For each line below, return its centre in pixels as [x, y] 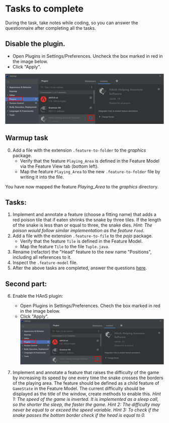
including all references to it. [42, 257]
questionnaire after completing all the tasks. [51, 28]
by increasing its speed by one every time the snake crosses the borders [88, 378]
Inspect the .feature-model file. [45, 263]
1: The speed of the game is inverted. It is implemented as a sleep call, [86, 399]
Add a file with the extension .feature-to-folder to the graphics [79, 150]
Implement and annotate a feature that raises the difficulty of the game [86, 373]
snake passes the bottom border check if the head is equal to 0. [79, 415]
